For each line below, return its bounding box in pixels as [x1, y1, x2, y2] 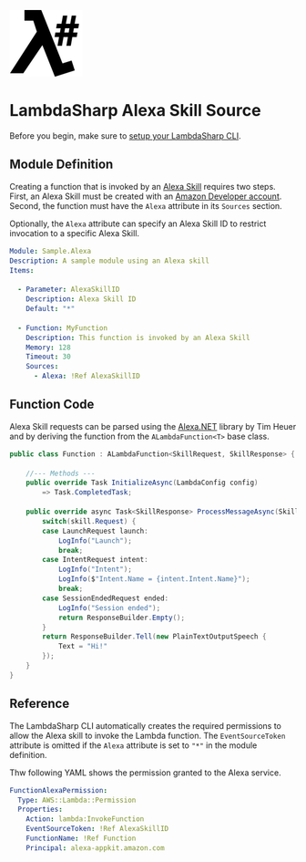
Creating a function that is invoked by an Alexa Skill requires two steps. [9, 181, 276, 192]
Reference [9, 696, 70, 711]
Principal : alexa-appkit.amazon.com [25, 843, 166, 853]
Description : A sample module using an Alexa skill [9, 256, 209, 265]
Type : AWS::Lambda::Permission [17, 795, 137, 805]
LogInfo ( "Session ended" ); [57, 603, 161, 612]
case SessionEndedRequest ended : [42, 594, 169, 603]
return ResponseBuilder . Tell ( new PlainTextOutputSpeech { [42, 632, 267, 641]
